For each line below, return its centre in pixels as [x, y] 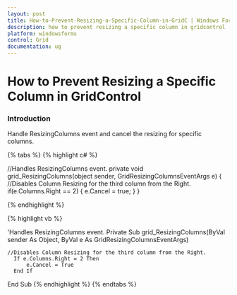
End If [23, 271]
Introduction [29, 119]
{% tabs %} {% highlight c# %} [53, 155]
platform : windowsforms [42, 34]
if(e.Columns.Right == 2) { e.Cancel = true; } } [74, 191]
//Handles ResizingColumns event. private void [75, 169]
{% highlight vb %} [35, 219]
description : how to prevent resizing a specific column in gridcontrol [116, 27]
